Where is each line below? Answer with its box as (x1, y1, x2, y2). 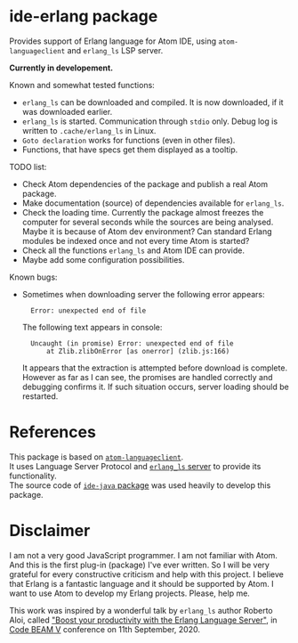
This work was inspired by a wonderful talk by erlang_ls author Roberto (9, 605, 273, 615)
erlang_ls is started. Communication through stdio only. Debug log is (21, 116, 278, 126)
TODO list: (9, 161, 47, 172)
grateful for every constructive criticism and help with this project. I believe (9, 568, 285, 580)
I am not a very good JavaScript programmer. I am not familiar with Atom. (9, 549, 278, 560)
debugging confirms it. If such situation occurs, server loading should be (21, 381, 289, 392)
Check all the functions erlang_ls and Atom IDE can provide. (21, 245, 245, 256)
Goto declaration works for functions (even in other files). (21, 134, 236, 145)
